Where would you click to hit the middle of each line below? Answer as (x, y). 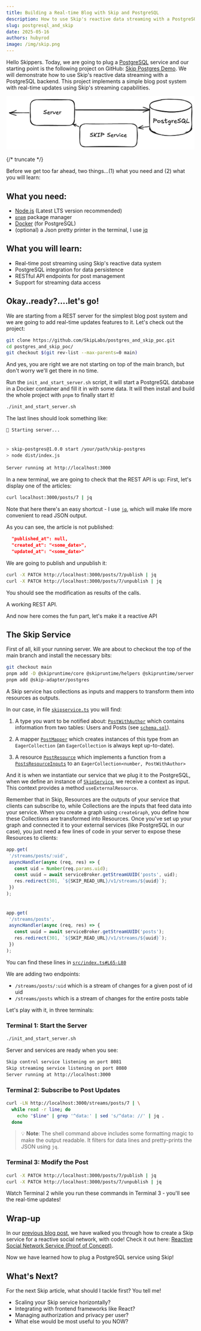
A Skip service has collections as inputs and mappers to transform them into (100, 691)
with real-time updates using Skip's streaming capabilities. (78, 88)
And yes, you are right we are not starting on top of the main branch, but (95, 364)
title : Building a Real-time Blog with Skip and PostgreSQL (83, 13)
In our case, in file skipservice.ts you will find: (64, 709)
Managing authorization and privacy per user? (71, 1315)
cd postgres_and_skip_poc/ (40, 346)
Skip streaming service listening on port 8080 (67, 1068)
